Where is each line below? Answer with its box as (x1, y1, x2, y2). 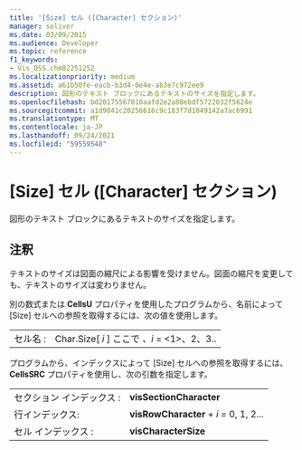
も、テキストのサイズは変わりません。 (9, 279, 152, 290)
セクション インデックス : (14, 391, 121, 404)
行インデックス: (14, 408, 80, 421)
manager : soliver (9, 22, 75, 31)
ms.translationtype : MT (9, 114, 99, 123)
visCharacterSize (129, 425, 206, 437)
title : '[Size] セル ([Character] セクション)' (9, 13, 183, 23)
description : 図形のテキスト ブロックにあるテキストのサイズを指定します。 (9, 89, 260, 98)
